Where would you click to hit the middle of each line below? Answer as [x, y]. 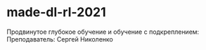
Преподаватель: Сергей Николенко [60, 39]
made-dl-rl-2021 [56, 12]
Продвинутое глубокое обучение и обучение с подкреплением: [103, 32]
